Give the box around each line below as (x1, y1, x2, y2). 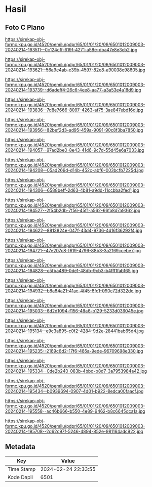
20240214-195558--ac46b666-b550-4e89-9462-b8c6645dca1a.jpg (5, 408, 146, 414)
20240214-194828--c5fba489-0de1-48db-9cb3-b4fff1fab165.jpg (5, 268, 138, 273)
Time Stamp (7, 466, 36, 473)
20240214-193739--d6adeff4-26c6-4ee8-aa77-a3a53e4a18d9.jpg (5, 87, 142, 92)
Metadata (5, 443, 36, 451)
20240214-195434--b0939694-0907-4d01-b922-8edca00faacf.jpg (5, 388, 144, 394)
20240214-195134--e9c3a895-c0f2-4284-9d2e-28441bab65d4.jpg (5, 328, 144, 334)
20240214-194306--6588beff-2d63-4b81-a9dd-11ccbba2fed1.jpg (5, 187, 140, 193)
